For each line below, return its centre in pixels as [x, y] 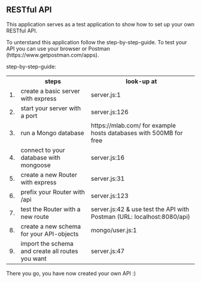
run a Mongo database [53, 133]
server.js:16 [108, 157]
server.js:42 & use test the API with [140, 209]
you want [33, 258]
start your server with [51, 108]
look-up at [141, 81]
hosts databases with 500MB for [137, 133]
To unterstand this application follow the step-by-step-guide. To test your [97, 42]
